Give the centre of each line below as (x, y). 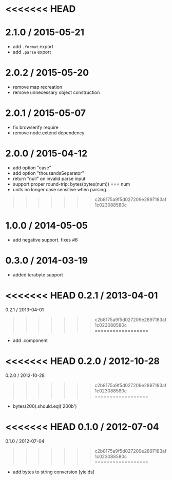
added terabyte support (38, 274)
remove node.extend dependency (49, 133)
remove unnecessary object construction (56, 92)
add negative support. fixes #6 (45, 239)
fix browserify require (36, 127)
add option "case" (32, 168)
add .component (30, 340)
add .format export (33, 47)
